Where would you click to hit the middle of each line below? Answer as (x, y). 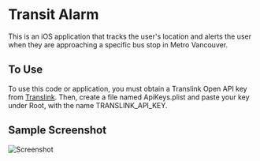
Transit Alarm (54, 15)
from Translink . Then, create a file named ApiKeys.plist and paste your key (129, 97)
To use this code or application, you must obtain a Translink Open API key (128, 88)
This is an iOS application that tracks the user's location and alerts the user (130, 36)
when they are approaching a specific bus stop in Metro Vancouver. (118, 44)
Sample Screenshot (58, 131)
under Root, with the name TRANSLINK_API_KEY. (88, 105)
